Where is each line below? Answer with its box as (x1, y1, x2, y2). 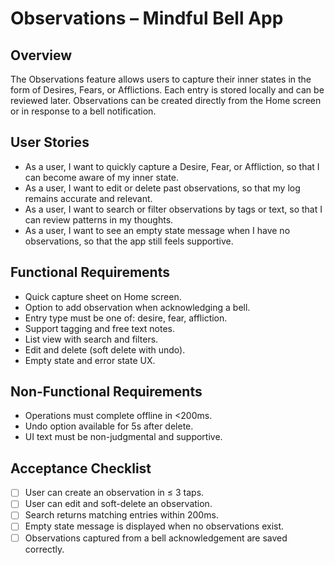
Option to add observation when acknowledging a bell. (24, 301, 251, 313)
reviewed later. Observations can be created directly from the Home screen (10, 95, 322, 106)
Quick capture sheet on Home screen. (24, 290, 182, 302)
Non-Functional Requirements (10, 383, 203, 401)
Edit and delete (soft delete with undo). (24, 343, 186, 356)
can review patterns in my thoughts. (24, 213, 174, 226)
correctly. (24, 543, 65, 555)
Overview (10, 47, 73, 64)
